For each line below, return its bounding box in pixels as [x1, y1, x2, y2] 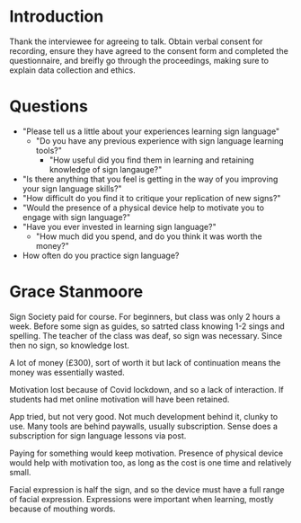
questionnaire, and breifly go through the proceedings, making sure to [9, 55, 270, 66]
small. [9, 466, 31, 477]
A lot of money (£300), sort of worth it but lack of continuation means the [9, 357, 281, 368]
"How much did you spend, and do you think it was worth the [35, 231, 262, 242]
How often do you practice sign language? [22, 250, 180, 261]
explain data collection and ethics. [9, 65, 137, 75]
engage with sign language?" [22, 211, 131, 222]
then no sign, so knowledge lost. [9, 340, 130, 350]
